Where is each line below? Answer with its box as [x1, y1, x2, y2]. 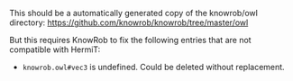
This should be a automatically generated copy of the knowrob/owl [9, 8, 259, 18]
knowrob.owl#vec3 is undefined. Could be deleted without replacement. [22, 62, 286, 72]
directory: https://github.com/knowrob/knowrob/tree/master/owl [9, 17, 249, 28]
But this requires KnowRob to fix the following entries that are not [9, 35, 252, 45]
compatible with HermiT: [9, 44, 101, 55]
